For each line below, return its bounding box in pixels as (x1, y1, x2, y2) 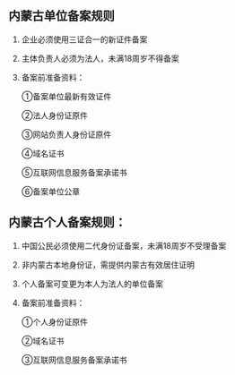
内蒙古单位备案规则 (8, 8, 115, 24)
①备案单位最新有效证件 (21, 90, 112, 101)
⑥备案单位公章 (21, 186, 81, 197)
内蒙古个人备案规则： (8, 215, 126, 230)
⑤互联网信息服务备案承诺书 (21, 166, 127, 177)
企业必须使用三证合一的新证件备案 (21, 34, 148, 45)
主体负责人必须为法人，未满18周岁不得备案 (21, 53, 180, 64)
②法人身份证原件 (21, 110, 89, 121)
